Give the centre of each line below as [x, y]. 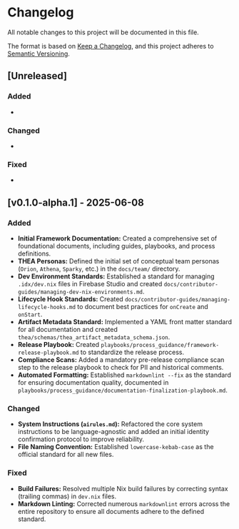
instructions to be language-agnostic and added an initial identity [113, 432]
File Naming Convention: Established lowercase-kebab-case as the [116, 447]
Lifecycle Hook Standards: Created [70, 299]
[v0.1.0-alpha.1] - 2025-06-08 [76, 202]
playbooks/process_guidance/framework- [160, 345]
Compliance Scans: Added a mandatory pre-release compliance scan [121, 359]
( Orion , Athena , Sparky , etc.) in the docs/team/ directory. [99, 268]
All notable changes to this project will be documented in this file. [103, 32]
